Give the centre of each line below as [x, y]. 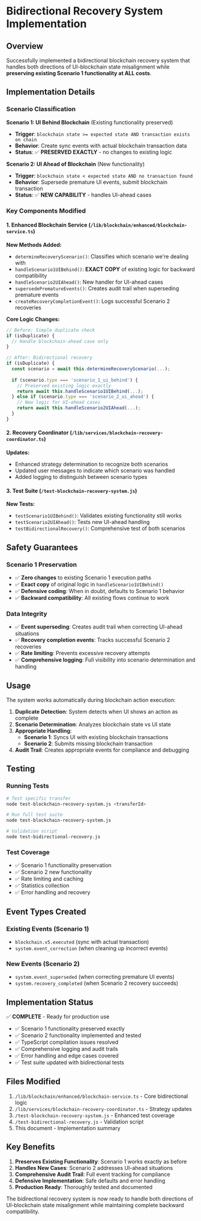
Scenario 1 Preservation [41, 564]
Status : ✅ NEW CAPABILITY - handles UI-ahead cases [83, 195]
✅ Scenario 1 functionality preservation [63, 865]
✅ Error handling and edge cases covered [67, 1056]
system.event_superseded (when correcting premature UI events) [95, 977]
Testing [21, 769]
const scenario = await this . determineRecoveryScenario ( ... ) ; [91, 369]
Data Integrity [27, 614]
